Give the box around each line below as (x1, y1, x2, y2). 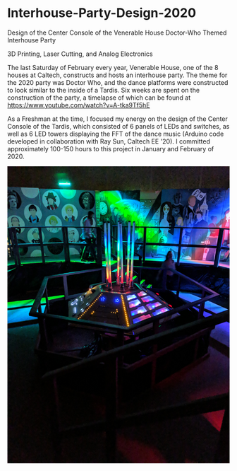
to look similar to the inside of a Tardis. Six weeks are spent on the (7, 86, 200, 94)
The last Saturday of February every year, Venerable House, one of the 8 (7, 63, 219, 71)
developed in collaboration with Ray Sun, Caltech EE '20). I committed (7, 136, 210, 146)
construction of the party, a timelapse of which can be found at (7, 93, 191, 102)
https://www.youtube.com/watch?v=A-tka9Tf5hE (7, 100, 150, 109)
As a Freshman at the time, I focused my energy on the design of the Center (7, 115, 228, 123)
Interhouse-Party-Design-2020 (7, 5, 196, 21)
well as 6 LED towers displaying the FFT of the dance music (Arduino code (7, 129, 224, 138)
